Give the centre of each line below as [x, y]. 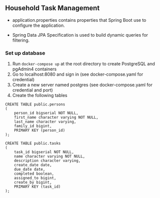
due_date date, [30, 170]
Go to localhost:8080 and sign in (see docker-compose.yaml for [78, 74]
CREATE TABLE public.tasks [33, 144]
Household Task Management [53, 8]
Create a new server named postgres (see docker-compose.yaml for [82, 85]
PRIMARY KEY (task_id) [37, 187]
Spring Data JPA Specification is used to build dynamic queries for [80, 35]
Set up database [25, 53]
